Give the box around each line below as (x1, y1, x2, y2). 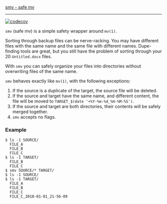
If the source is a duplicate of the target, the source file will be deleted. (12, 88, 158, 93)
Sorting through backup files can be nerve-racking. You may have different (5, 38, 159, 44)
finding (5, 48, 20, 54)
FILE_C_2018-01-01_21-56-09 (9, 194, 68, 199)
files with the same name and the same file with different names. (5, 43, 138, 49)
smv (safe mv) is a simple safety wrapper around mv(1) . (5, 28, 117, 34)
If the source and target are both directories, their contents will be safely (12, 104, 161, 109)
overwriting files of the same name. (5, 68, 78, 74)
